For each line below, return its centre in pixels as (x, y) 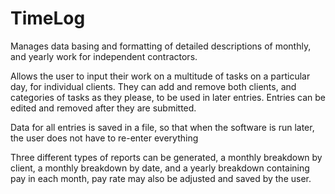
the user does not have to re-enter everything (104, 138)
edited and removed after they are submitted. (103, 108)
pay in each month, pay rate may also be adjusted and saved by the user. (161, 178)
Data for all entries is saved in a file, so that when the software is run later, (162, 127)
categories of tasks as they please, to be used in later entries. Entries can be (168, 97)
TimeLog (48, 18)
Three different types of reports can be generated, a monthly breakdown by (166, 157)
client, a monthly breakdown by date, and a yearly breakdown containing (160, 168)
